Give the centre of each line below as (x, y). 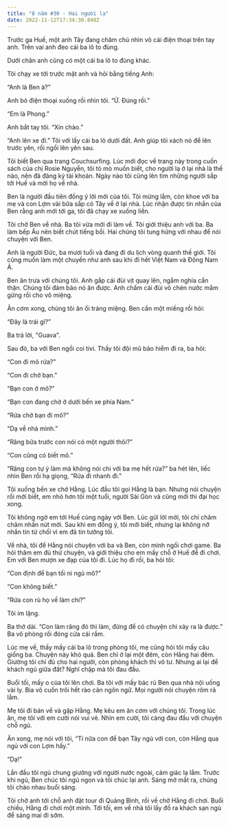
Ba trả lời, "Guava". (34, 335)
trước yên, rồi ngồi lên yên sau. (51, 147)
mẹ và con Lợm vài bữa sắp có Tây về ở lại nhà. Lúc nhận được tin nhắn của (114, 203)
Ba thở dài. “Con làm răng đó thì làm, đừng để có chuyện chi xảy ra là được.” (115, 626)
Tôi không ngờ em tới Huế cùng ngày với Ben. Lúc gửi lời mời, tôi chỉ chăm (112, 517)
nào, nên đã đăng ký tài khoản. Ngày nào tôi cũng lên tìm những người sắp (112, 176)
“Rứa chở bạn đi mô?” (38, 415)
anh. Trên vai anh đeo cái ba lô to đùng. (63, 47)
